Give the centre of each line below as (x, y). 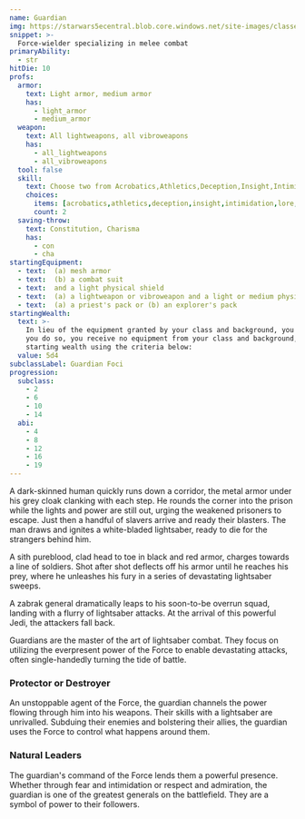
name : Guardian (38, 18)
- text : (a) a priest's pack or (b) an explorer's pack (128, 305)
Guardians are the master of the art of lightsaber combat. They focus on (144, 640)
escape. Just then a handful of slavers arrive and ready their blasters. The (148, 520)
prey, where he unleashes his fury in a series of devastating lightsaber (141, 576)
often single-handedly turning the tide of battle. (98, 660)
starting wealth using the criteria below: (109, 347)
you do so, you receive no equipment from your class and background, (162, 339)
